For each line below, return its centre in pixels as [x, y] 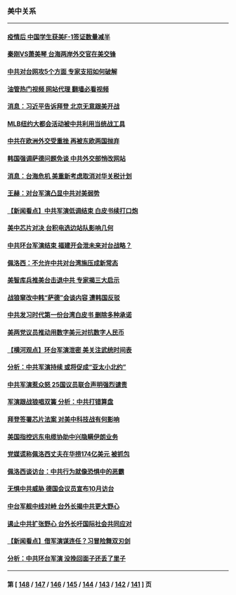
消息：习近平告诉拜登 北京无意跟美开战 [64, 106]
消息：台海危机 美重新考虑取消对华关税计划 [70, 176]
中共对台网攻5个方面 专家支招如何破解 [63, 72]
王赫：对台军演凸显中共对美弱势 [53, 193]
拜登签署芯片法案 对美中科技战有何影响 [64, 419]
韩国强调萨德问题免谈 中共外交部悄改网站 [67, 159]
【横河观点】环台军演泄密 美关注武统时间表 [70, 350]
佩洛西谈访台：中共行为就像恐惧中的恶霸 [66, 471]
